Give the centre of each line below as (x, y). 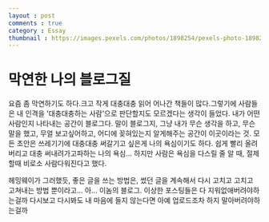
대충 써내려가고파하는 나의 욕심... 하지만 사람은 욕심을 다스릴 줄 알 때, (137, 153)
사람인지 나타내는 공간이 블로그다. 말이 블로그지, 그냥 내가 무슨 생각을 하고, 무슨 (132, 124)
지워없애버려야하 (234, 190)
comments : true (35, 23)
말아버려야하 (241, 200)
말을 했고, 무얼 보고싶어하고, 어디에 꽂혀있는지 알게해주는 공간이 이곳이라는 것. (130, 133)
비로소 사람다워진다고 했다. (65, 164)
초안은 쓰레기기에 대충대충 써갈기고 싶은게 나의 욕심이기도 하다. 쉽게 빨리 (130, 144)
